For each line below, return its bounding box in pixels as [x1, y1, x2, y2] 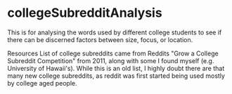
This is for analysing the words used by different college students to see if [7, 28, 222, 36]
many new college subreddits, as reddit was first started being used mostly [7, 72, 225, 80]
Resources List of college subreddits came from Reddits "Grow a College [7, 49, 219, 58]
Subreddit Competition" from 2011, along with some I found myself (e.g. [7, 56, 214, 65]
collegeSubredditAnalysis [7, 5, 163, 21]
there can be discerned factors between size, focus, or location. [7, 35, 193, 43]
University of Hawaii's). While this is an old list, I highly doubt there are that [7, 64, 225, 72]
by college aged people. [7, 79, 77, 87]
